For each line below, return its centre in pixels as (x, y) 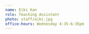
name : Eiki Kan (21, 10)
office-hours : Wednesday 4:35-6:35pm (45, 24)
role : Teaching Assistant (32, 14)
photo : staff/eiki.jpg (29, 19)
